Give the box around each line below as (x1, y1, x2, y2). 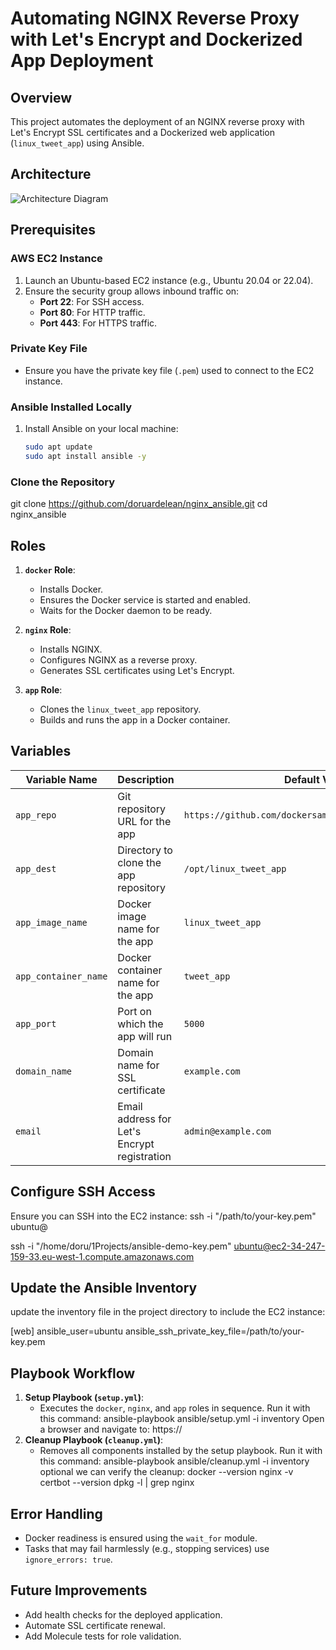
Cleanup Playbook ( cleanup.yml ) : (24, 1434, 164, 1446)
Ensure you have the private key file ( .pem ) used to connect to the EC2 (24, 364, 315, 376)
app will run (117, 1029, 173, 1043)
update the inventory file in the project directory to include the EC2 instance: (10, 1306, 326, 1318)
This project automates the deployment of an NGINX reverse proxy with (10, 116, 305, 127)
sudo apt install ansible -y (24, 451, 147, 461)
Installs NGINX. (39, 643, 103, 655)
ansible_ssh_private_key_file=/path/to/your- (124, 1325, 305, 1337)
